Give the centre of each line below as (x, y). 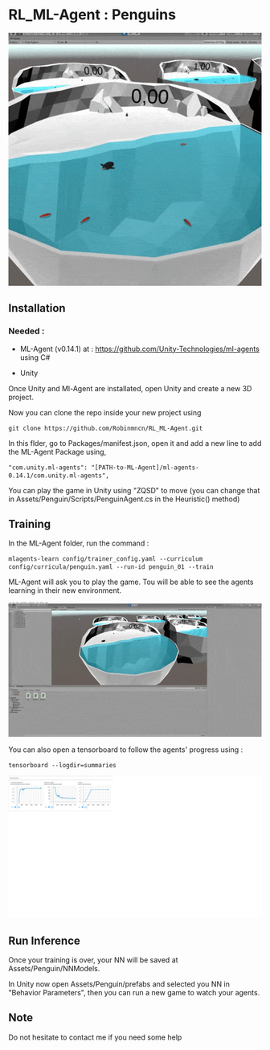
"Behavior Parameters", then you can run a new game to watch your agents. (134, 993)
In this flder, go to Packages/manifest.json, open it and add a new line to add (135, 443)
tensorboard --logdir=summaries (62, 765)
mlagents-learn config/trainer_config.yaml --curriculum (106, 559)
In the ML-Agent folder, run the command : (79, 543)
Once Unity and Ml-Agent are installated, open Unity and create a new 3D (130, 388)
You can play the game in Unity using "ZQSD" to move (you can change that (134, 490)
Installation (37, 308)
